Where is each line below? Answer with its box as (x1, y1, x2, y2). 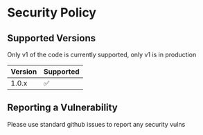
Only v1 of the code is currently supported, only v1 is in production (7, 50, 197, 59)
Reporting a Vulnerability (7, 102, 118, 114)
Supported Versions (7, 32, 96, 44)
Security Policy (7, 5, 97, 21)
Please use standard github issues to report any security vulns (7, 120, 186, 128)
